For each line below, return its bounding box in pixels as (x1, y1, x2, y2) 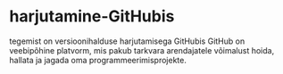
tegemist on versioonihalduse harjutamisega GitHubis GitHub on (9, 36, 246, 46)
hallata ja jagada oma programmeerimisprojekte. (9, 54, 187, 65)
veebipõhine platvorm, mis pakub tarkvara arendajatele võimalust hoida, (9, 45, 275, 55)
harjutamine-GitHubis (9, 6, 175, 27)
